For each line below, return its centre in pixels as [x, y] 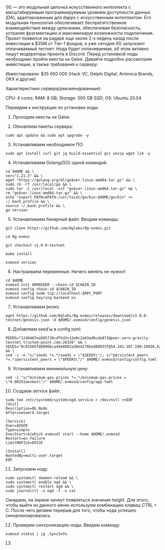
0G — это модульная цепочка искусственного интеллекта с [68, 7]
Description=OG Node [27, 408]
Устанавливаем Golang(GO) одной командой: [60, 163]
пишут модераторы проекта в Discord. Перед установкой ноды [72, 54]
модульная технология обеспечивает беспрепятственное [66, 23]
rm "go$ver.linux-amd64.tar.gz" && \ [44, 193]
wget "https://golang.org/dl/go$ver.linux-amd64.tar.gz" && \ [70, 180]
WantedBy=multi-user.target [34, 455]
